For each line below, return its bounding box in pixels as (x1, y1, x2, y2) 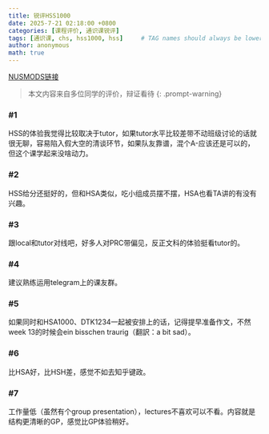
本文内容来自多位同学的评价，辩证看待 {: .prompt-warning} (27, 89, 223, 98)
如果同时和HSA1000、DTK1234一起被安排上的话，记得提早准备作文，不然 (8, 317, 251, 327)
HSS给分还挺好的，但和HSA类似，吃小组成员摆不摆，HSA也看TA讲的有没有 (8, 188, 257, 198)
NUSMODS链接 (8, 72, 59, 81)
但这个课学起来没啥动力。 (8, 149, 93, 159)
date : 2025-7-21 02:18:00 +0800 (8, 19, 116, 27)
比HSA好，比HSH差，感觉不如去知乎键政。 (8, 367, 151, 376)
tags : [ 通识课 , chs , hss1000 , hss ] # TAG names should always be (8, 34, 242, 42)
